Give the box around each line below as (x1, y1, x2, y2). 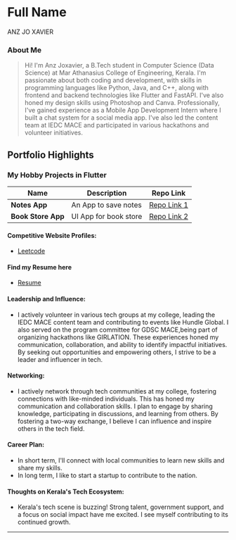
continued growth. (17, 518, 71, 527)
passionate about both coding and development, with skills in (24, 76, 202, 84)
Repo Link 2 (148, 211, 188, 221)
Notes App (11, 200, 48, 210)
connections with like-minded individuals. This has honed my (17, 394, 195, 403)
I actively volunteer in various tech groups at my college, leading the (17, 310, 216, 319)
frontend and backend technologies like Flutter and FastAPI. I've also (24, 91, 224, 99)
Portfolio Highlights (7, 149, 95, 161)
